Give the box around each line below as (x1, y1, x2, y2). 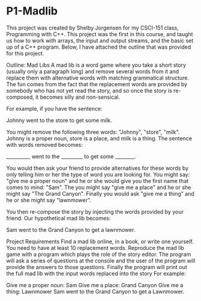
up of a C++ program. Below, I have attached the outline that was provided (6, 43, 191, 51)
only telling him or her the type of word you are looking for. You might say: (6, 170, 190, 178)
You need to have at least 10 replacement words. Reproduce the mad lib (6, 244, 185, 251)
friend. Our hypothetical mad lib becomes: (6, 214, 111, 222)
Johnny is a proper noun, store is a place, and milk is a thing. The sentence (6, 134, 193, 142)
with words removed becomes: (6, 141, 83, 148)
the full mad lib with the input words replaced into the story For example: (6, 270, 186, 277)
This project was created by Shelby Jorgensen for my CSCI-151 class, (6, 24, 179, 31)
